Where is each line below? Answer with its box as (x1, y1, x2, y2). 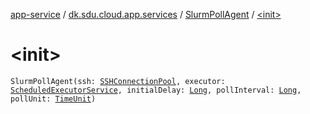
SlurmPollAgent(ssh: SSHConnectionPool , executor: (10, 76, 226, 86)
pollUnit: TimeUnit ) (10, 94, 97, 104)
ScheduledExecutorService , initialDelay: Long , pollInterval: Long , (10, 85, 302, 95)
